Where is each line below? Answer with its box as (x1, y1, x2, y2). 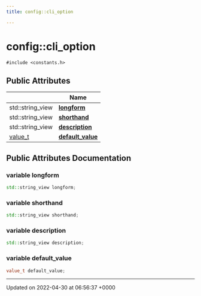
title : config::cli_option (6, 8, 74, 15)
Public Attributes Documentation (6, 153, 132, 163)
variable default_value (6, 254, 72, 263)
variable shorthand (6, 199, 63, 207)
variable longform (6, 171, 60, 179)
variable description (6, 227, 66, 235)
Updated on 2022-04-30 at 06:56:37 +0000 (6, 284, 115, 291)
